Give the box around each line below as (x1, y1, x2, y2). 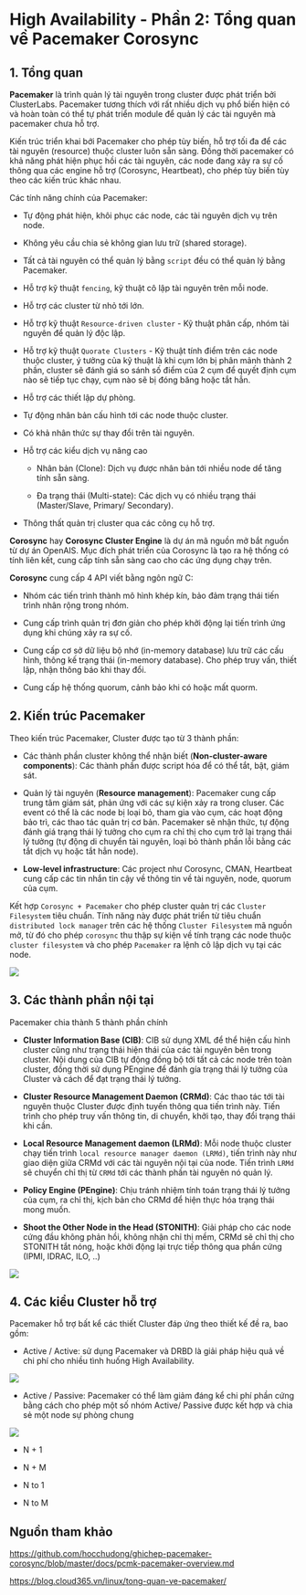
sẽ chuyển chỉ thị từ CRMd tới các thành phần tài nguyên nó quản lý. (22, 1167, 273, 1178)
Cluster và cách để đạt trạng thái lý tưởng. (22, 1073, 182, 1084)
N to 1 (22, 1480, 45, 1491)
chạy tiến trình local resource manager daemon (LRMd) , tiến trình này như (22, 1147, 297, 1159)
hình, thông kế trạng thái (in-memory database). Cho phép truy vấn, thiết (22, 655, 297, 666)
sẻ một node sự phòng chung (22, 1410, 134, 1421)
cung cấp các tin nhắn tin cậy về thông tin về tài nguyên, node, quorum (22, 873, 291, 884)
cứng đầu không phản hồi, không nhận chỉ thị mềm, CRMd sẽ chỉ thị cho (22, 1231, 295, 1242)
